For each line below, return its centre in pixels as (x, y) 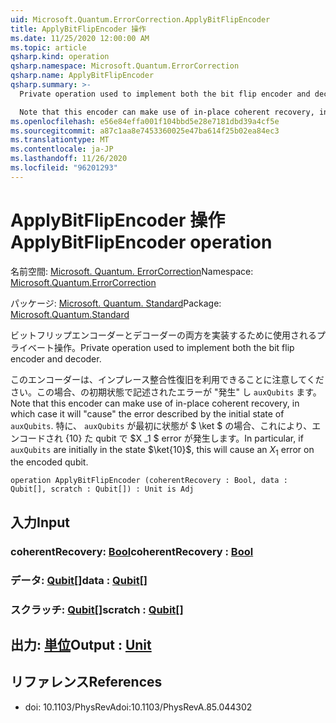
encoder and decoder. (56, 358)
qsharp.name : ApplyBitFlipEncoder (82, 76)
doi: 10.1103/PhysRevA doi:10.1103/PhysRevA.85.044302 (138, 707)
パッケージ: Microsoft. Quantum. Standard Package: (116, 303)
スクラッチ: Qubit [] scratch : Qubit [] (97, 609)
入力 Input (40, 522)
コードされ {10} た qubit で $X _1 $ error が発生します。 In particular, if (161, 438)
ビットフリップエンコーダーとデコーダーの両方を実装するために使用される (163, 335)
